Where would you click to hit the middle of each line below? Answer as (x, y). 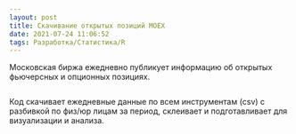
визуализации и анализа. (57, 121)
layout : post (33, 17)
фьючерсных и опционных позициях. (80, 77)
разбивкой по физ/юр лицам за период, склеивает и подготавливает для (148, 111)
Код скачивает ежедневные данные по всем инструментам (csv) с (137, 102)
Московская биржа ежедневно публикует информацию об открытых (141, 67)
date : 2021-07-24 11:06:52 (59, 34)
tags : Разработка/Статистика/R (67, 42)
